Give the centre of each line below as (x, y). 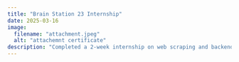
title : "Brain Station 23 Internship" (65, 14)
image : (17, 27)
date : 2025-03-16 (33, 21)
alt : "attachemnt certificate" (60, 41)
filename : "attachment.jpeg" (57, 34)
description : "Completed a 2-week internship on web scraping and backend (121, 47)
